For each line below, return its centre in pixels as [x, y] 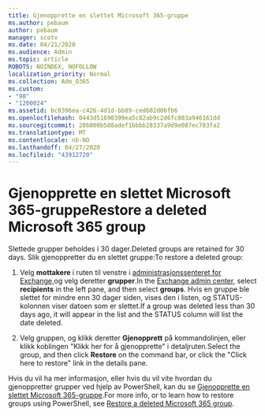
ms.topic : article [38, 60]
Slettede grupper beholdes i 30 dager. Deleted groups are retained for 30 [126, 249]
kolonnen [35, 306]
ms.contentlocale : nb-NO [49, 140]
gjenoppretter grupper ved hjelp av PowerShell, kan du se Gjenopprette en [129, 387]
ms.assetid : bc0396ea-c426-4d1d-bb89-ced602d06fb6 [93, 111]
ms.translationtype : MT [47, 132]
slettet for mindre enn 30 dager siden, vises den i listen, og [115, 298]
